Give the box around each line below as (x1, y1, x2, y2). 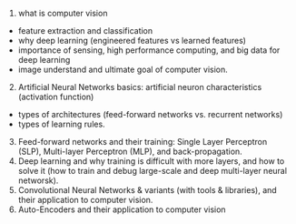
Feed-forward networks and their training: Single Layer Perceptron (17, 137, 268, 147)
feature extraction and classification (17, 25, 153, 36)
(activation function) (17, 91, 94, 102)
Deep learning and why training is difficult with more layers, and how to (17, 156, 285, 167)
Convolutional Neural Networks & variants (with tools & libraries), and (17, 185, 277, 195)
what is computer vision (17, 8, 108, 18)
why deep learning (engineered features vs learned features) (17, 36, 247, 46)
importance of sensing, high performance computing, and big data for (17, 45, 281, 56)
